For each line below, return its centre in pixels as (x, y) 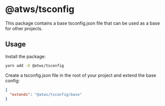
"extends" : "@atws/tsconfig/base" (46, 94)
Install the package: (26, 56)
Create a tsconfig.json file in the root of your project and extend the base (81, 75)
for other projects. (24, 28)
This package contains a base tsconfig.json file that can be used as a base (82, 23)
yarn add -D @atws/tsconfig (35, 66)
